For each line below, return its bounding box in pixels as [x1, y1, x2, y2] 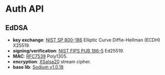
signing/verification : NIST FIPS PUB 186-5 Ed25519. [12, 48, 125, 54]
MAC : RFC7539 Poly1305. [12, 53, 68, 59]
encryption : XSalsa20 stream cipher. [12, 59, 91, 64]
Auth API [5, 3, 44, 15]
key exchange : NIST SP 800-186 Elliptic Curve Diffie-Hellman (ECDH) [12, 37, 160, 43]
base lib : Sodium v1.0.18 [12, 64, 64, 70]
